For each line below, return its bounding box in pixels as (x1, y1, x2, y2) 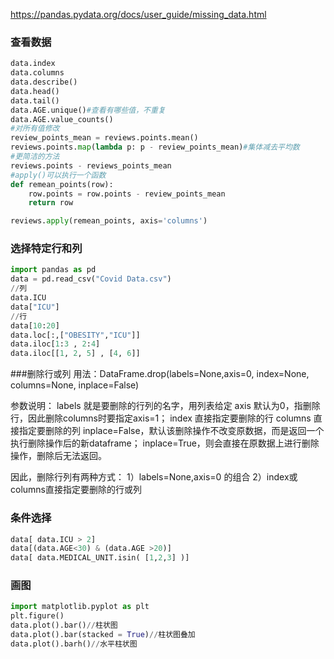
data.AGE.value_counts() (10, 114, 114, 124)
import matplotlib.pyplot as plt (10, 602, 150, 612)
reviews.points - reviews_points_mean (10, 160, 172, 171)
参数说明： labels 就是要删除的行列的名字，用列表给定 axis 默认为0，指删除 (10, 400, 321, 412)
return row (28, 198, 74, 208)
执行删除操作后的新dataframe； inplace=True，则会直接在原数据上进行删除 (10, 437, 320, 449)
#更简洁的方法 (10, 152, 60, 162)
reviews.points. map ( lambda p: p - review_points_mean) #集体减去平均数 (10, 142, 300, 153)
